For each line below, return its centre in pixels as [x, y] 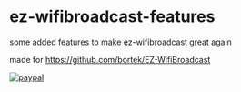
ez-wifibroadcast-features [112, 17]
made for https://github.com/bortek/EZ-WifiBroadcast [110, 59]
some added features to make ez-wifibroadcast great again [120, 42]
